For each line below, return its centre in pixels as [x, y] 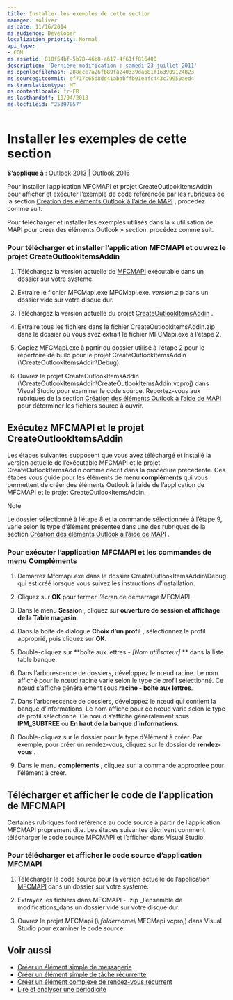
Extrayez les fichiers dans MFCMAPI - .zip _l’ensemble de [100, 900]
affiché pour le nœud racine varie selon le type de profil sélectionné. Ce [120, 681]
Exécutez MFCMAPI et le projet [76, 428]
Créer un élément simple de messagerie [74, 967]
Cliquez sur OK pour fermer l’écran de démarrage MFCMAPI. [105, 597]
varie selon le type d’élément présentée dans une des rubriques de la [106, 526]
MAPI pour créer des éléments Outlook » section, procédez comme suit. [111, 229]
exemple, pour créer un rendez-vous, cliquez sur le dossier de [106, 745]
